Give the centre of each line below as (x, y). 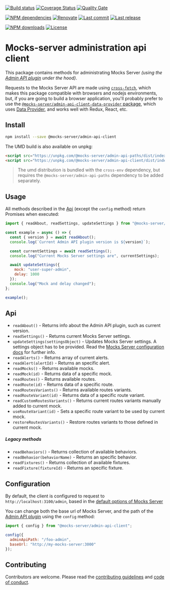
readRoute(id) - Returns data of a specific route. (63, 385)
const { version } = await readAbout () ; (53, 237)
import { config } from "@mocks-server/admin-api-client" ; (69, 526)
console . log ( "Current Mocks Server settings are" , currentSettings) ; (84, 256)
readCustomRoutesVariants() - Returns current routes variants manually (87, 401)
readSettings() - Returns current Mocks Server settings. (72, 336)
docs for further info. (34, 352)
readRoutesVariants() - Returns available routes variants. (72, 390)
